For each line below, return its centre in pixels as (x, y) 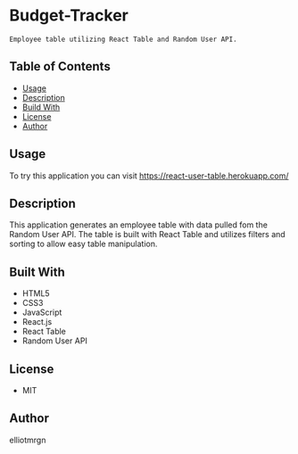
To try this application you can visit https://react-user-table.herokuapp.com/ (149, 176)
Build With (41, 107)
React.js (37, 322)
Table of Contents (60, 66)
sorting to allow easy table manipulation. (83, 244)
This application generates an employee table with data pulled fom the (138, 225)
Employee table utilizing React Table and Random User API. (124, 39)
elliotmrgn (28, 440)
